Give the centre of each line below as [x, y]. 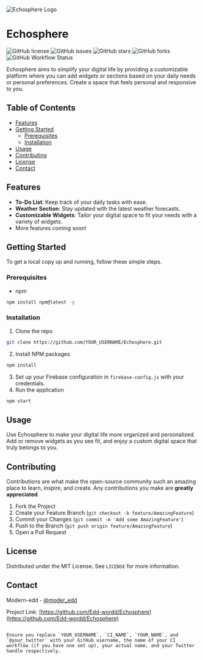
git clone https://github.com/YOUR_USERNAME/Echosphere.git [84, 342]
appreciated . [23, 495]
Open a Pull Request [41, 532]
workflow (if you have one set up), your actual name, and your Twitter [101, 645]
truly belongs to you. [32, 448]
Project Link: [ [24, 612]
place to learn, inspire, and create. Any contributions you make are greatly [100, 488]
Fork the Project [35, 506]
